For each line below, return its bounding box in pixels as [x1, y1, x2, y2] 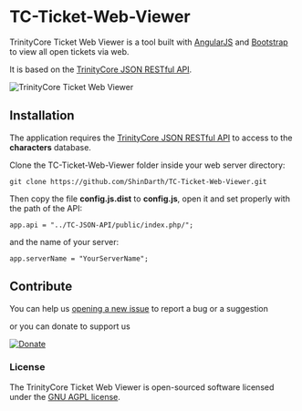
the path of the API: [9, 202, 83, 213]
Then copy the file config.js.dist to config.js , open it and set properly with [9, 193, 290, 204]
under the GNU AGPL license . [9, 391, 121, 402]
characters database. [9, 141, 91, 152]
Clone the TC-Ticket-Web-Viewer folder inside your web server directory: [9, 159, 286, 170]
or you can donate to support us [9, 321, 130, 332]
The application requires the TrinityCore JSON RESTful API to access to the [9, 132, 293, 143]
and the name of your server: [9, 236, 120, 247]
